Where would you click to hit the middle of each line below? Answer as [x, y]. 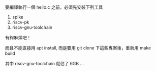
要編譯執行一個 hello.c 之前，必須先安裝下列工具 [54, 7]
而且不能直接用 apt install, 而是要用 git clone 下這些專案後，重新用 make [78, 48]
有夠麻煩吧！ [18, 37]
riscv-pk [21, 22]
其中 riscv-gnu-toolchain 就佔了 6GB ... [45, 63]
